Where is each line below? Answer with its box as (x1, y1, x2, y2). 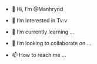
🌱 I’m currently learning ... (11, 28, 75, 35)
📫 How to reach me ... (11, 52, 66, 58)
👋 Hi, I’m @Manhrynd (11, 6, 63, 12)
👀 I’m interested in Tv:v (11, 17, 68, 23)
